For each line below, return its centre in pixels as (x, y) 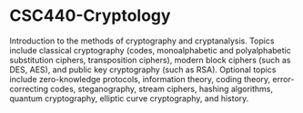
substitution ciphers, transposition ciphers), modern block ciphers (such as (150, 60)
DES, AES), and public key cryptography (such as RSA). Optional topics (143, 70)
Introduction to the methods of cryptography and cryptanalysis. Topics (142, 41)
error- (283, 79)
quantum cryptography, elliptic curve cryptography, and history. (129, 98)
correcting (29, 89)
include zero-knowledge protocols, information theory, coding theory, (140, 79)
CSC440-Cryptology (90, 16)
